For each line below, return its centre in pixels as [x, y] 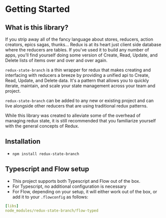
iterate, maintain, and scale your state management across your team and [80, 86]
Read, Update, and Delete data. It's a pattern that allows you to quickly [77, 81]
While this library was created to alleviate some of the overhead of [73, 115]
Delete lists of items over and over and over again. [56, 60]
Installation [23, 141]
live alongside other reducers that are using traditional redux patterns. [77, 106]
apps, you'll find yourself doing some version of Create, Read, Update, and [81, 55]
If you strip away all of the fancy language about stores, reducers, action [79, 39]
